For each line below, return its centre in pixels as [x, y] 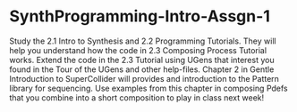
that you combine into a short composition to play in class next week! [137, 97]
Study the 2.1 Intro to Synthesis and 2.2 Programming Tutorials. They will [143, 41]
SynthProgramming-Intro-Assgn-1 [140, 16]
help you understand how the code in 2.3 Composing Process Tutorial [138, 50]
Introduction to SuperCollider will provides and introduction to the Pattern [144, 78]
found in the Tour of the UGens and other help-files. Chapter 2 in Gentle [142, 69]
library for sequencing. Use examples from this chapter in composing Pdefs [148, 88]
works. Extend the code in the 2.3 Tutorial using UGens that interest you [142, 60]
